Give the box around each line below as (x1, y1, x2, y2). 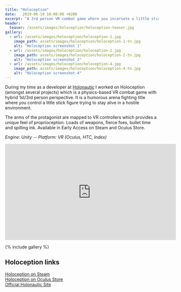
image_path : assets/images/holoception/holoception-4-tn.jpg (14, 66, 141, 71)
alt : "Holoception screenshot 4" (14, 71, 82, 76)
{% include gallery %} (5, 244, 50, 250)
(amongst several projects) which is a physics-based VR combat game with (5, 89, 157, 95)
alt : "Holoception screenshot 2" (14, 57, 82, 62)
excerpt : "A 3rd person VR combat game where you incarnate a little (5, 16, 150, 21)
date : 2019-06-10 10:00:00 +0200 (5, 12, 78, 17)
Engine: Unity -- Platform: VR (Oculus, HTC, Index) (5, 134, 107, 140)
